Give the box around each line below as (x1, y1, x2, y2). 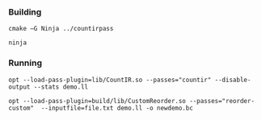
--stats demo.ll (33, 83, 89, 91)
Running (8, 57, 43, 68)
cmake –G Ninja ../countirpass (8, 25, 114, 33)
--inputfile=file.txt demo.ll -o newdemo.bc (40, 104, 194, 112)
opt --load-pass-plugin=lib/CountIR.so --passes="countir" (8, 76, 212, 84)
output (8, 83, 31, 91)
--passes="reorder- (188, 97, 255, 105)
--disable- (214, 76, 251, 84)
